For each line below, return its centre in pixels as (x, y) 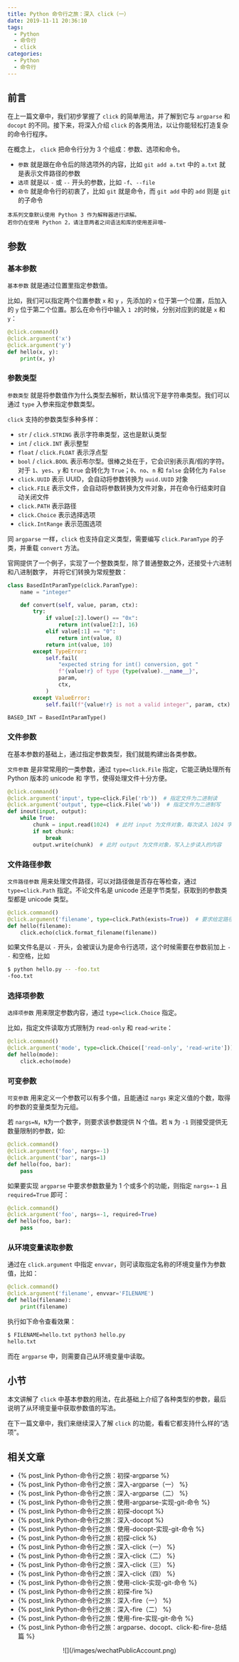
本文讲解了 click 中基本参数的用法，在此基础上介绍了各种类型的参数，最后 (117, 1399)
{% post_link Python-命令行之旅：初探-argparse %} (93, 1476)
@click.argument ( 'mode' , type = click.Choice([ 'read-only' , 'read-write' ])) (121, 1048)
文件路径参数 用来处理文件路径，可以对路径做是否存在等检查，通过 (102, 881)
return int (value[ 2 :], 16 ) (98, 625)
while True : (38, 819)
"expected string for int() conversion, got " (128, 665)
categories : (25, 54)
